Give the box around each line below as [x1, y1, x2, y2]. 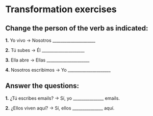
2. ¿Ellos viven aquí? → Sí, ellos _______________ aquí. [5, 105, 115, 111]
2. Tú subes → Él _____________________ [5, 47, 85, 53]
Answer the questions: [5, 81, 80, 90]
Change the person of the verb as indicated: [5, 24, 148, 33]
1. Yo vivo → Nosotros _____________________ [5, 37, 96, 43]
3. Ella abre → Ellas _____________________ [5, 57, 90, 63]
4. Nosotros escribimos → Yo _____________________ [5, 67, 111, 73]
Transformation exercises [5, 4, 117, 15]
